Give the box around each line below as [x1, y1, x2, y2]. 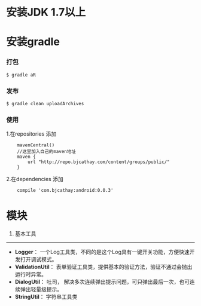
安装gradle [6, 35, 60, 48]
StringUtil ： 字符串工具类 [14, 293, 78, 301]
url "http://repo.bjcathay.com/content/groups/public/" [28, 159, 170, 165]
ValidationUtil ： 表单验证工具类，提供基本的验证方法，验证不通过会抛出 [14, 264, 193, 271]
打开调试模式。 [20, 256, 57, 263]
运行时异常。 [14, 271, 47, 278]
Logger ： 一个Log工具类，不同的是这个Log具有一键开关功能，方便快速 [14, 249, 190, 256]
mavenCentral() [17, 142, 55, 148]
